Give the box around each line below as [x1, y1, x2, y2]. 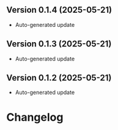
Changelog [6, 110, 64, 124]
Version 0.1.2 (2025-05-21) [6, 73, 112, 83]
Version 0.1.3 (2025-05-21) [6, 39, 112, 49]
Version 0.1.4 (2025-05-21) [6, 5, 112, 15]
